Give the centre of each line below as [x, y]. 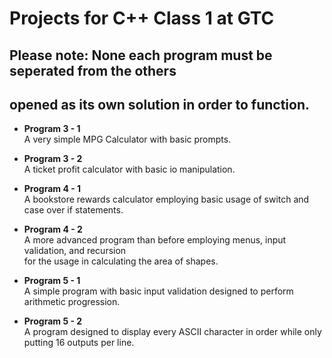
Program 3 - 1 [52, 129]
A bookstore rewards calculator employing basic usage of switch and [166, 199]
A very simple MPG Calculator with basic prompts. [127, 139]
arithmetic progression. [72, 302]
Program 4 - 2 [53, 229]
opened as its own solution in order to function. [159, 104]
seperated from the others [93, 70]
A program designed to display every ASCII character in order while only [172, 332]
